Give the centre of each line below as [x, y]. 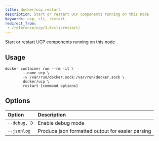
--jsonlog [19, 131]
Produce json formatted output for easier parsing [95, 131]
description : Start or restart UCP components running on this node [77, 14]
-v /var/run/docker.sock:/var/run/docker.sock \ [74, 77]
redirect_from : [21, 23]
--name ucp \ [36, 73]
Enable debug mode [61, 123]
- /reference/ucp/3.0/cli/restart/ [44, 28]
